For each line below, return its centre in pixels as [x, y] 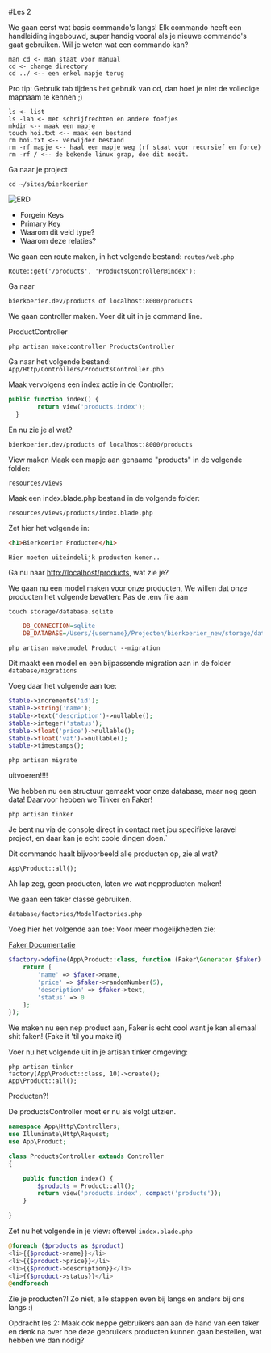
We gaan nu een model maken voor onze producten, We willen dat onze [128, 588]
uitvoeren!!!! [28, 775]
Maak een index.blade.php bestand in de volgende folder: [104, 498]
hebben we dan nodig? [46, 1340]
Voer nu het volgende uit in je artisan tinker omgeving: [98, 1052]
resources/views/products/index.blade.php [81, 513]
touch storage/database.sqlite [61, 612]
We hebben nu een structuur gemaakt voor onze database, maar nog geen [132, 791]
